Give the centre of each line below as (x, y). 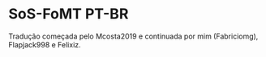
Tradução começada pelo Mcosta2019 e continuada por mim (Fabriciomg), (133, 36)
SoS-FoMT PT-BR (69, 14)
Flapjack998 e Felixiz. (45, 44)
